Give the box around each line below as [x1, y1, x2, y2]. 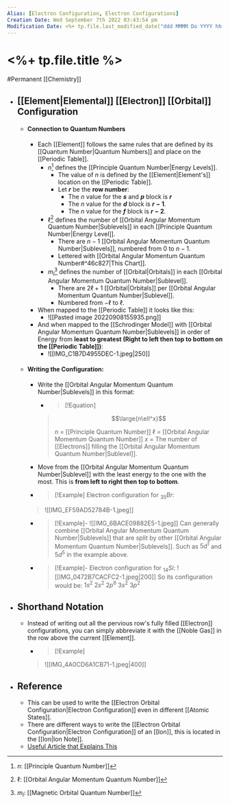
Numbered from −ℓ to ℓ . [57, 298, 125, 306]
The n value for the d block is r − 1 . [68, 200, 166, 208]
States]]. [27, 713, 52, 722]
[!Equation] [64, 401, 96, 409]
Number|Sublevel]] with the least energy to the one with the [37, 470, 207, 478]
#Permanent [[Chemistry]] [7, 75, 81, 83]
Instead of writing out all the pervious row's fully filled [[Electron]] [27, 619, 213, 628]
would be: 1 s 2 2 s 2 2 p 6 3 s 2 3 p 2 [54, 579, 140, 589]
